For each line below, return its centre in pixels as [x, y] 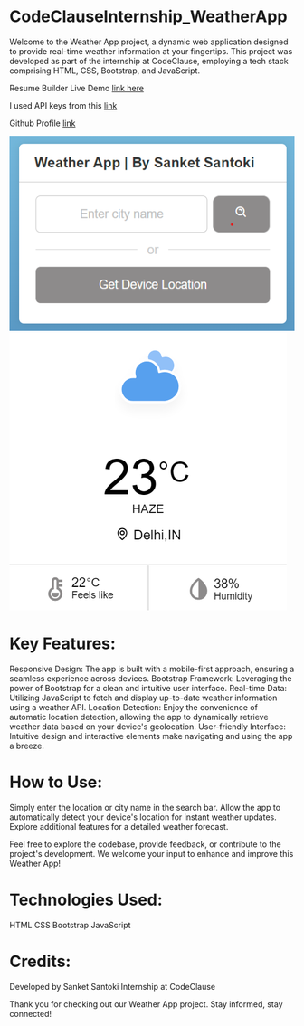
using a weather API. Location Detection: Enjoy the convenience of [133, 708]
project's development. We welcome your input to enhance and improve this [152, 853]
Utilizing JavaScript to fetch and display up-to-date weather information [143, 698]
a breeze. [27, 746]
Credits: [40, 962]
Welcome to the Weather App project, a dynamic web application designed [149, 42]
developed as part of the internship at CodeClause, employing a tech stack [149, 61]
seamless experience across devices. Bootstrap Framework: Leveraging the [151, 679]
